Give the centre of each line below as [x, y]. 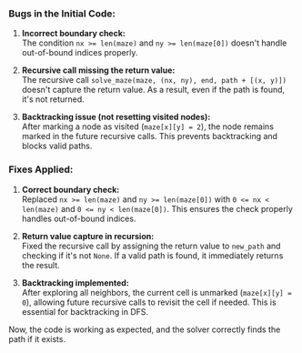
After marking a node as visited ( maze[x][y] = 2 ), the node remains [148, 126]
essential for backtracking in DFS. [85, 311]
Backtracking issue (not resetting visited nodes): [116, 117]
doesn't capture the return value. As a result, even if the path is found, [153, 90]
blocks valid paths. [57, 146]
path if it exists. [37, 338]
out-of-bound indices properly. [80, 53]
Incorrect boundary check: [74, 34]
